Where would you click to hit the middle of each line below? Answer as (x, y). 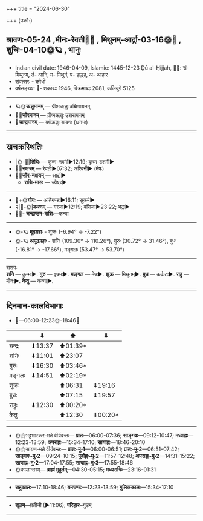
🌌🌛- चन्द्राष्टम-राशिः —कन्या (42, 213)
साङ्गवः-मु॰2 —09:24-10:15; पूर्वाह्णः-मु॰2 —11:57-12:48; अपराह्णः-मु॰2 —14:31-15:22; (105, 456)
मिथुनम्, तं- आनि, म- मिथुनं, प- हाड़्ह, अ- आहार (61, 75)
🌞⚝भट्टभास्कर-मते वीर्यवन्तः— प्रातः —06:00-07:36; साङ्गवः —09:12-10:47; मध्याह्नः (101, 436)
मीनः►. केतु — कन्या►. (30, 280)
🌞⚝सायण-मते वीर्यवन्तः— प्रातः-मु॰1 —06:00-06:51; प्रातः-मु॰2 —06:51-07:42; (97, 449)
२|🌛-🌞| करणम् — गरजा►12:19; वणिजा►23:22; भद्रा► (72, 207)
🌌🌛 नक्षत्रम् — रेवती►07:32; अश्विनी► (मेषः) (60, 168)
